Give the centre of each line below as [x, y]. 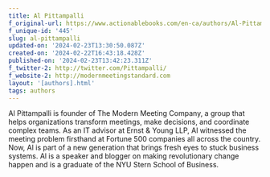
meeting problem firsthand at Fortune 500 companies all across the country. [135, 139]
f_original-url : [35, 23]
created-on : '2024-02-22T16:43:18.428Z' [77, 53]
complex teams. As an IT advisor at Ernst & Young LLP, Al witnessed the [127, 130]
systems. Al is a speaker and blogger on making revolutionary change [124, 156]
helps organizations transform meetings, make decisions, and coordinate [129, 122]
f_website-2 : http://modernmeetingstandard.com [90, 76]
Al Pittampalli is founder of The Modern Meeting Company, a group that [127, 113]
